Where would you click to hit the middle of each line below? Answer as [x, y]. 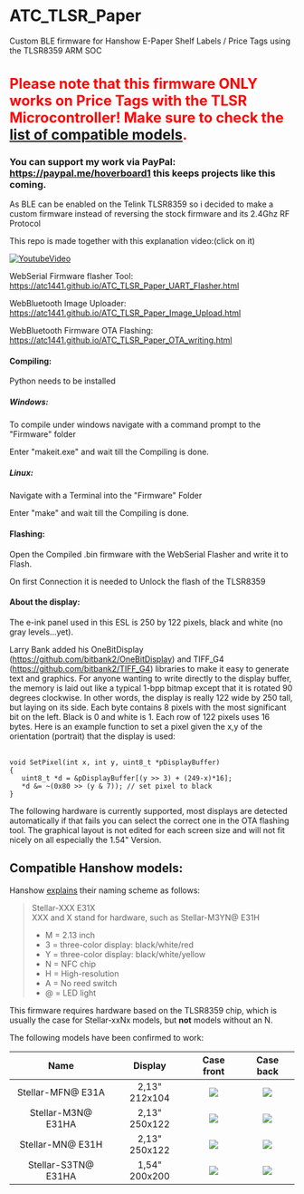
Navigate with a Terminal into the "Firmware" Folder [106, 496]
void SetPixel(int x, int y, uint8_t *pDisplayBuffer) [115, 762]
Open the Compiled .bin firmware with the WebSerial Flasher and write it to [149, 554]
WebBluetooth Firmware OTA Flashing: [81, 331]
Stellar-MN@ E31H [61, 1144]
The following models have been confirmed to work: [107, 1037]
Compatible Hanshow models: [96, 868]
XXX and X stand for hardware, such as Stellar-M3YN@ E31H [146, 917]
